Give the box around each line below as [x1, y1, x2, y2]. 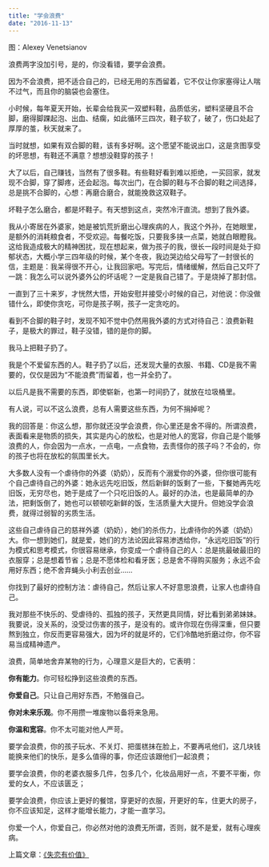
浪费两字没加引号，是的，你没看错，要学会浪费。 [8, 59, 170, 69]
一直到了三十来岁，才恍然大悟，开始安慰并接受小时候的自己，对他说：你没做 [8, 288, 261, 298]
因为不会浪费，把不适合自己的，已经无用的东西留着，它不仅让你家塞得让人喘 [8, 76, 261, 86]
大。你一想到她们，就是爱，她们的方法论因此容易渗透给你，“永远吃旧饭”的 [8, 534, 254, 545]
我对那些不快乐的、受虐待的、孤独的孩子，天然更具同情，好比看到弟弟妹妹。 [8, 609, 261, 619]
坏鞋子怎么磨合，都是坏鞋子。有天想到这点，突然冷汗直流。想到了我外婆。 [8, 204, 254, 214]
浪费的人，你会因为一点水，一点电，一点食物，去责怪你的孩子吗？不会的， [8, 441, 254, 450]
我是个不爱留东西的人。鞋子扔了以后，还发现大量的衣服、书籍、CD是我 [8, 360, 243, 369]
